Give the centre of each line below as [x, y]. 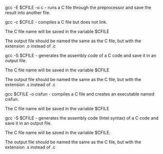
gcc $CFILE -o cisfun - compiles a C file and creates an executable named [80, 94]
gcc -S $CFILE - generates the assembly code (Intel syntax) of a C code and [82, 118]
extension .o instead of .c [30, 46]
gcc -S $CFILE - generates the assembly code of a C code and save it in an [81, 55]
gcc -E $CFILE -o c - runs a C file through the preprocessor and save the [78, 8]
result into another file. [28, 13]
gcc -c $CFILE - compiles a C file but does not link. [56, 22]
